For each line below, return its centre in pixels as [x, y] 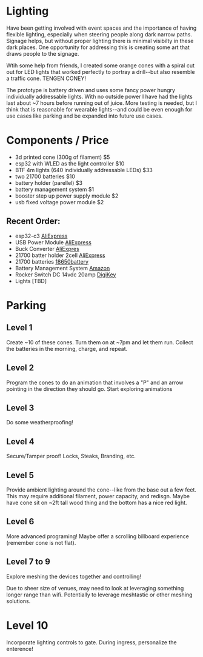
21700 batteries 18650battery [52, 261]
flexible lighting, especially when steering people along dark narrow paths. [99, 34]
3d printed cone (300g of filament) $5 [62, 157]
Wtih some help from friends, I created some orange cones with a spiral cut [101, 65]
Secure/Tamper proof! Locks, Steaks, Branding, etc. [71, 456]
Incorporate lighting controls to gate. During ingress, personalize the [92, 642]
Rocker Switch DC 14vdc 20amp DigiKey [65, 275]
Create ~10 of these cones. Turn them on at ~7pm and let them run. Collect [100, 342]
